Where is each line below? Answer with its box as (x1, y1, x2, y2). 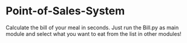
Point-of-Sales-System (5, 4, 125, 18)
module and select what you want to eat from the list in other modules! (5, 30, 182, 37)
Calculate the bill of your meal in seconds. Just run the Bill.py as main (5, 24, 179, 31)
